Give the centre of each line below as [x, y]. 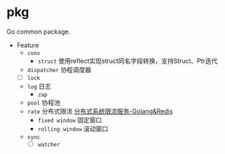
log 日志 [39, 86]
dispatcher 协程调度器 [59, 69]
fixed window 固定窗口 [70, 120]
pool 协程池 [44, 103]
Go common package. [39, 31]
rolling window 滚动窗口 [73, 129]
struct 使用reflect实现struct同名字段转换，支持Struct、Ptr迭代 [128, 61]
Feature [28, 45]
